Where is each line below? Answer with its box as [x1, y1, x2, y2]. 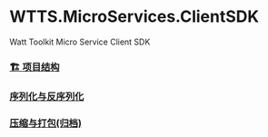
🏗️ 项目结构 [9, 61, 60, 73]
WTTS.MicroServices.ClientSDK [9, 6, 260, 27]
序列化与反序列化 [9, 90, 84, 103]
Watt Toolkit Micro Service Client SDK [9, 36, 151, 47]
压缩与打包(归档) [9, 116, 82, 129]
